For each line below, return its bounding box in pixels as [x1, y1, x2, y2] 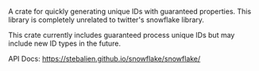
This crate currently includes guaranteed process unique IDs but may [8, 31, 235, 39]
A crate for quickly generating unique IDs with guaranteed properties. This [8, 7, 252, 16]
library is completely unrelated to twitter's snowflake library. [8, 15, 205, 24]
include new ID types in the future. [8, 39, 122, 48]
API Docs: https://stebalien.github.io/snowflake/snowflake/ [8, 54, 201, 63]
